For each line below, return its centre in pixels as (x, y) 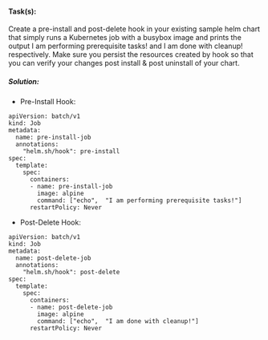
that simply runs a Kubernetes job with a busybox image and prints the (125, 38)
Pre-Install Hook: (48, 102)
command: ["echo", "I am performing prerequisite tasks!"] (140, 200)
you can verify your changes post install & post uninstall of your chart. (124, 63)
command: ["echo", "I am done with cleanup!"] (118, 322)
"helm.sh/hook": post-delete (71, 273)
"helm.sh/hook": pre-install (71, 152)
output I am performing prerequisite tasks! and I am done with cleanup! (126, 46)
